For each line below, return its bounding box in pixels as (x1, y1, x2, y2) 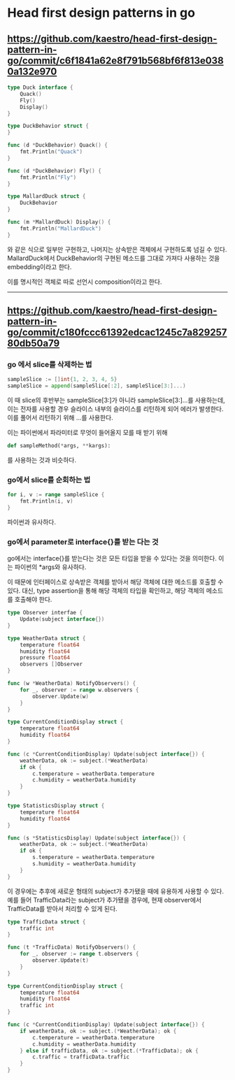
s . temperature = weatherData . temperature (32, 854, 155, 861)
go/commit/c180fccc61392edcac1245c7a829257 (7, 326, 227, 338)
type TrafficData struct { (7, 918, 86, 926)
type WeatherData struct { (7, 635, 86, 642)
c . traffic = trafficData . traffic (32, 1053, 130, 1060)
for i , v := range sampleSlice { (7, 491, 105, 498)
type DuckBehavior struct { (7, 122, 90, 130)
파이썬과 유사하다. (7, 517, 57, 526)
